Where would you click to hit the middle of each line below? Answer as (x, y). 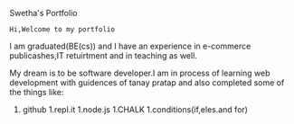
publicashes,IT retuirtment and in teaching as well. (103, 56)
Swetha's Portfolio (43, 13)
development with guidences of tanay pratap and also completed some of (147, 83)
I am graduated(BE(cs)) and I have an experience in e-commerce (130, 46)
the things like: (37, 92)
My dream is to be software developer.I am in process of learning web (140, 73)
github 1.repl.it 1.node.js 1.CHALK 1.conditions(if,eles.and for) (135, 110)
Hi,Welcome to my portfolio (62, 30)
